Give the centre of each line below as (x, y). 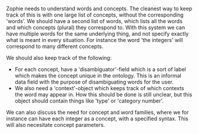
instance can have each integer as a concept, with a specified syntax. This (97, 119)
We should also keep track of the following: (59, 58)
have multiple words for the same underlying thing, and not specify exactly (98, 34)
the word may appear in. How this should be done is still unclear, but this (103, 95)
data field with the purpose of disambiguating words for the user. (94, 82)
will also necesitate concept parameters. (56, 125)
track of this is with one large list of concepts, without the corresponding (95, 15)
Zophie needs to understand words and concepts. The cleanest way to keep (99, 9)
